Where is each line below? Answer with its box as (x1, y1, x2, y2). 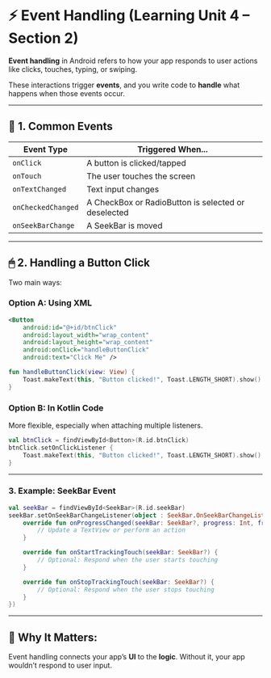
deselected (85, 207, 129, 218)
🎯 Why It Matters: (8, 630, 98, 644)
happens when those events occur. (8, 88, 125, 98)
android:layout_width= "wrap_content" (23, 331, 150, 339)
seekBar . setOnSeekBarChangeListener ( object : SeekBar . (8, 511, 197, 520)
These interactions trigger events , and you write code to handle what (8, 80, 240, 90)
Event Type (23, 143, 69, 154)
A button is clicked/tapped (85, 157, 187, 168)
